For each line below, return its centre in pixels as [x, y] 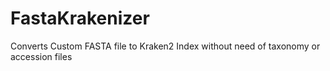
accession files [41, 56]
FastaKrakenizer [80, 18]
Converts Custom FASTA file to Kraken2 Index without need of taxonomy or [165, 46]
